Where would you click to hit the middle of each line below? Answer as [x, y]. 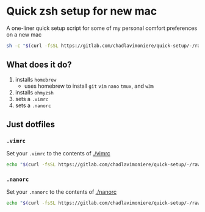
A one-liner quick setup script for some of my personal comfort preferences [102, 28]
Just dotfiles [31, 125]
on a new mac [24, 34]
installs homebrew [36, 79]
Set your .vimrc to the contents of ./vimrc [59, 154]
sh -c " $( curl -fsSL [33, 46]
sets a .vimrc [32, 99]
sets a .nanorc [33, 105]
